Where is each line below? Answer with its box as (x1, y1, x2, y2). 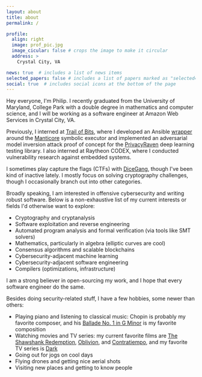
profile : (6, 31, 28, 37)
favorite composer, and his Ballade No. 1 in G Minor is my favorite (14, 319, 177, 326)
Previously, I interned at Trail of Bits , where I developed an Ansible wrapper (6, 128, 192, 135)
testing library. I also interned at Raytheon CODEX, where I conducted (6, 147, 179, 155)
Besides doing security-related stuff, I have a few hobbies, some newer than (6, 295, 195, 302)
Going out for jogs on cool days (14, 351, 93, 358)
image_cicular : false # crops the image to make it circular (11, 48, 168, 54)
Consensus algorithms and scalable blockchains (14, 246, 135, 253)
